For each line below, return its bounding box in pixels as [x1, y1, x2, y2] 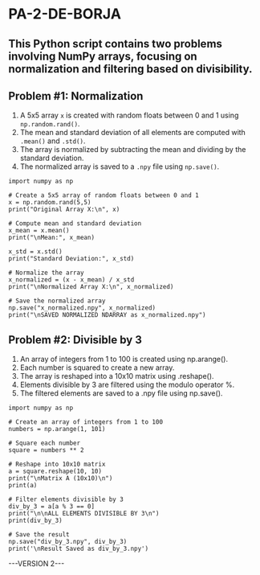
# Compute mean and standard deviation [8, 220, 142, 228]
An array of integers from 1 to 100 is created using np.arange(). [19, 355, 229, 364]
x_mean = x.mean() [8, 227, 70, 235]
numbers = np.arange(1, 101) [8, 425, 106, 433]
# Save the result [8, 531, 70, 539]
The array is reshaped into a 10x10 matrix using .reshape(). [19, 372, 214, 381]
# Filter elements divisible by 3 [8, 495, 124, 503]
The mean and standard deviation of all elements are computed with [19, 128, 246, 138]
